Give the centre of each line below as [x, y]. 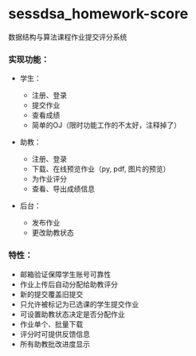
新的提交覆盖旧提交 [51, 294]
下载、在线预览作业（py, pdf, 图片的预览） [101, 169]
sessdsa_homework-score [98, 14]
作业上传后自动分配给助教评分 [69, 284]
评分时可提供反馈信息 [55, 334]
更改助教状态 [53, 233]
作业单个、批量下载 [51, 324]
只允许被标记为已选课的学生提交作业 [79, 304]
